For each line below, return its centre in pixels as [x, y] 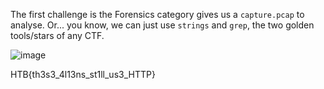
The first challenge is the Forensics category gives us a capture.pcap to [157, 14]
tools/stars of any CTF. [57, 35]
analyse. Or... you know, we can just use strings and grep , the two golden [162, 25]
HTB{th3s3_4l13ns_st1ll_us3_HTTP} [83, 74]
